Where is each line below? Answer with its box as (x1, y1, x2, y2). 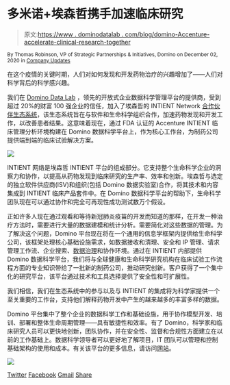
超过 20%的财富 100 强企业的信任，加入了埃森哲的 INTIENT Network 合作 (7, 101, 214, 110)
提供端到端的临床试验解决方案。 (7, 136, 97, 144)
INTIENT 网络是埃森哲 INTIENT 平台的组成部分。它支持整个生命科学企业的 (7, 163, 216, 171)
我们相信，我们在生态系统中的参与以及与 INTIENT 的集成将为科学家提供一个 (7, 286, 220, 295)
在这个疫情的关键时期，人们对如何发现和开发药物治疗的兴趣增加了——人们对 (7, 70, 223, 78)
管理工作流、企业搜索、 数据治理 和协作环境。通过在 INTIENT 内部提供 (7, 246, 202, 254)
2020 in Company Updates (7, 57, 71, 64)
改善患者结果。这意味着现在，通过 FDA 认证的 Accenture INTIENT (25, 119, 211, 127)
